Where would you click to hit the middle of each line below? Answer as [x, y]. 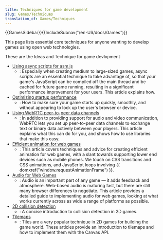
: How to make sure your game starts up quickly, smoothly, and [82, 103]
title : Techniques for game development [47, 10]
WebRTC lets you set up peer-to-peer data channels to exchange [85, 123]
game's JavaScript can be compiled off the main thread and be [82, 82]
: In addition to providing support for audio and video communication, [89, 118]
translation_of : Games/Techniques [40, 19]
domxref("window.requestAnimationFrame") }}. [67, 170]
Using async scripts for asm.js [42, 66]
